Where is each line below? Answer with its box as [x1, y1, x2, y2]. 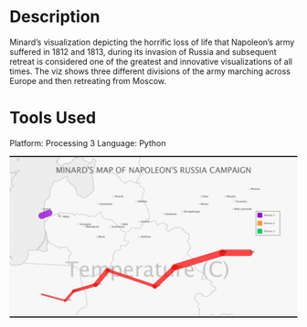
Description [9, 6, 101, 27]
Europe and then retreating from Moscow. [9, 75, 167, 86]
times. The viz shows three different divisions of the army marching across [9, 66, 291, 77]
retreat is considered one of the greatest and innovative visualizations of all [9, 56, 292, 67]
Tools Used [9, 108, 97, 129]
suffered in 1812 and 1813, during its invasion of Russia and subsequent [9, 46, 277, 57]
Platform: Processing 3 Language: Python [9, 137, 166, 148]
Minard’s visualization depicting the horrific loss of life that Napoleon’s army [9, 37, 295, 47]
